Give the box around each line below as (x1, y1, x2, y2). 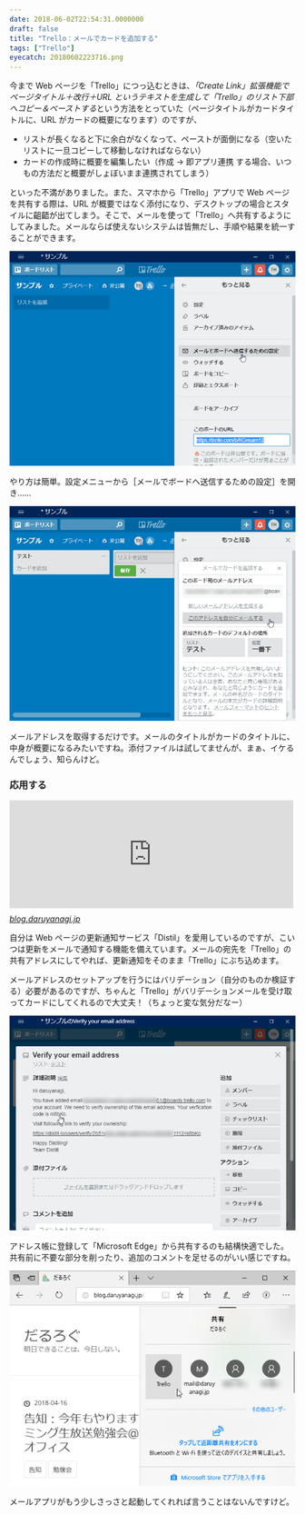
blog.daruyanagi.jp (9, 913, 81, 924)
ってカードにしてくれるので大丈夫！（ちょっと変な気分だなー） (9, 997, 248, 1008)
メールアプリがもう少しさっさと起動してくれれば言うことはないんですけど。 (9, 1496, 295, 1508)
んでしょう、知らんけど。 (9, 754, 104, 765)
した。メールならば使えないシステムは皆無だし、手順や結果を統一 (40, 221, 288, 232)
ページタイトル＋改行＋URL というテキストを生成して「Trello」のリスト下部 (9, 92, 294, 103)
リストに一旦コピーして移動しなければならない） (22, 145, 206, 156)
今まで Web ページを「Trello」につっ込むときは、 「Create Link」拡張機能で (9, 80, 290, 91)
